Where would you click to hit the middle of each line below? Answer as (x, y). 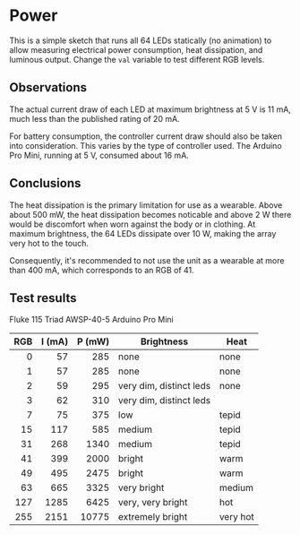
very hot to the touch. (49, 243)
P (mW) (93, 341)
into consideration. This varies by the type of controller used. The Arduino (146, 145)
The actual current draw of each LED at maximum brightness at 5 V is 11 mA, (150, 109)
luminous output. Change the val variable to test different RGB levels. (137, 59)
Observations (48, 87)
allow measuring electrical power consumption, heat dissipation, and (136, 49)
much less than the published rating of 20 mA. (95, 118)
